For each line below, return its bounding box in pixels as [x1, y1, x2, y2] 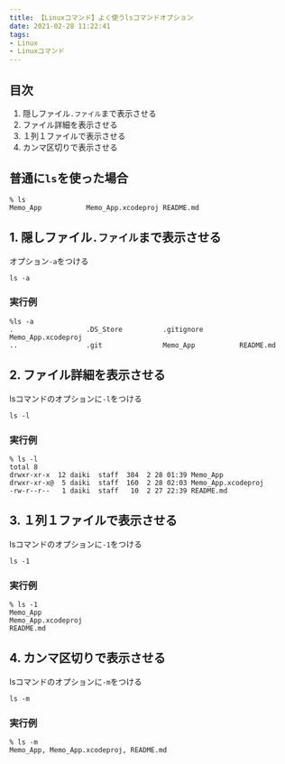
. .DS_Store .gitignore [9, 325, 204, 334]
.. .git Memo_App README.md [9, 340, 277, 350]
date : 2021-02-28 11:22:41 [9, 22, 111, 31]
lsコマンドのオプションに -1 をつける [9, 538, 142, 549]
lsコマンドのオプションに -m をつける [9, 676, 142, 686]
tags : [9, 30, 30, 39]
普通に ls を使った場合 [9, 170, 129, 186]
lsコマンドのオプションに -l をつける [9, 393, 142, 404]
